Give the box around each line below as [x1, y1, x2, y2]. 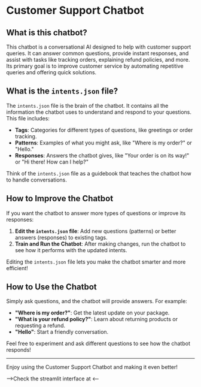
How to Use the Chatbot [6, 282, 97, 292]
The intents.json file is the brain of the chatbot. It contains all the [6, 102, 169, 109]
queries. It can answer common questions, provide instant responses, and [6, 50, 189, 57]
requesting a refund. [14, 322, 66, 329]
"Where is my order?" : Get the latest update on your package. [14, 309, 170, 316]
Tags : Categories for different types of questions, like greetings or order [14, 126, 193, 134]
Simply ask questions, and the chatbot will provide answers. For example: [6, 298, 187, 305]
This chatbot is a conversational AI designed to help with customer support [6, 43, 191, 50]
